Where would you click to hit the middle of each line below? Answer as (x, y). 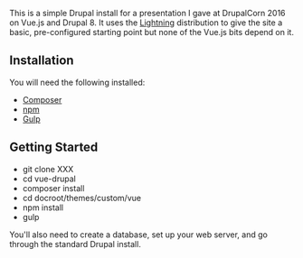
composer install (53, 188)
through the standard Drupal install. (76, 244)
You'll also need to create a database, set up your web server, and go (139, 235)
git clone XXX (48, 169)
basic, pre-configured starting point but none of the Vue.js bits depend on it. (151, 32)
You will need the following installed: (77, 82)
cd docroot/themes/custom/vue (82, 198)
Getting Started (54, 147)
